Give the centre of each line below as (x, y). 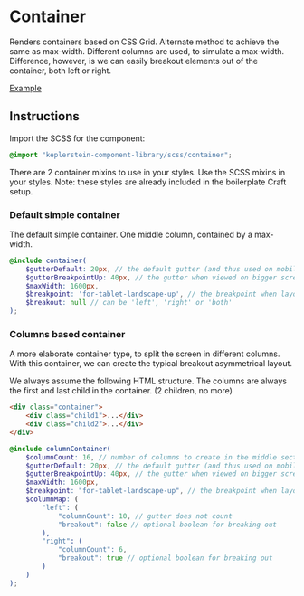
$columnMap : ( (52, 499)
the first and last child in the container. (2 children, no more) (121, 391)
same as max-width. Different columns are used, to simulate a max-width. (147, 51)
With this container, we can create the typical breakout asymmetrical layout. (151, 364)
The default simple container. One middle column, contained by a (131, 234)
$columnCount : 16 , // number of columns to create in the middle (152, 457)
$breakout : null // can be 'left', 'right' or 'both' (129, 303)
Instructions (44, 116)
